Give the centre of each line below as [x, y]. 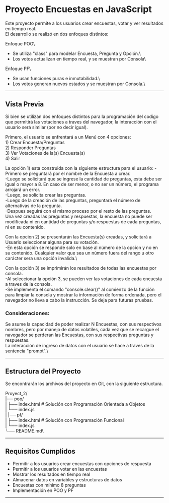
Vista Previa [25, 104]
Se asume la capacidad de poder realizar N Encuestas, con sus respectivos [83, 324]
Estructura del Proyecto [43, 371]
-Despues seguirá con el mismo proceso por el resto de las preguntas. [78, 211]
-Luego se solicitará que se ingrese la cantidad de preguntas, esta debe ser [84, 179]
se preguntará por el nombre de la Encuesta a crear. [76, 173]
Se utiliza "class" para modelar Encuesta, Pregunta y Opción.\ [76, 53]
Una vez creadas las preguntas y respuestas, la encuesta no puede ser [79, 216]
